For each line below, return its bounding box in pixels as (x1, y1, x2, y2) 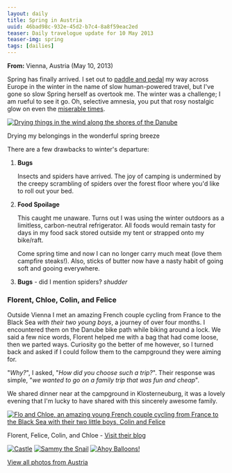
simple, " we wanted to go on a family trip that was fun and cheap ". (7, 376, 200, 385)
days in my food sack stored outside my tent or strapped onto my (17, 229, 205, 236)
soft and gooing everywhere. (17, 264, 101, 272)
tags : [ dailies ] (7, 42, 54, 49)
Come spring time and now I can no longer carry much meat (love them (17, 250, 222, 257)
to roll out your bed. (17, 187, 74, 195)
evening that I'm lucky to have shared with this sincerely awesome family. (7, 397, 217, 406)
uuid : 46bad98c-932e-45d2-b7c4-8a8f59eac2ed (7, 23, 138, 30)
